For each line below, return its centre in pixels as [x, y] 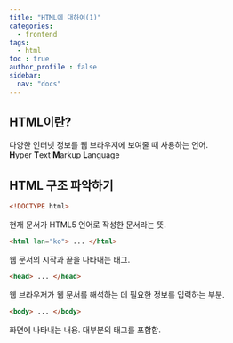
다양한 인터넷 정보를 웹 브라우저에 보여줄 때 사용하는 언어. [109, 145]
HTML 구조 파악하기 [61, 185]
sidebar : [25, 76]
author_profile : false [53, 68]
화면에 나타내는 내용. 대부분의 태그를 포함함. [85, 330]
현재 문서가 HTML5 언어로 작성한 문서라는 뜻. [88, 225]
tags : [19, 42]
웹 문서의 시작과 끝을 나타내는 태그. [70, 260]
